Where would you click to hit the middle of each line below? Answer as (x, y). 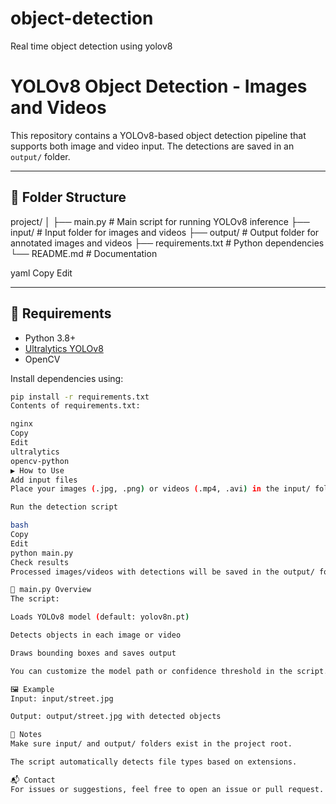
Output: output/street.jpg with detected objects (116, 717)
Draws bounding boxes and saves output (93, 653)
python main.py (42, 553)
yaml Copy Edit (41, 273)
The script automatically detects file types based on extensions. (154, 762)
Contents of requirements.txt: (75, 406)
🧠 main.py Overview (51, 590)
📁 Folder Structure (68, 197)
